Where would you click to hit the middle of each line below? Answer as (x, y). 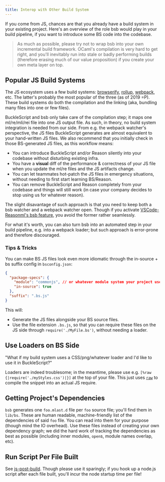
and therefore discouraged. (33, 235)
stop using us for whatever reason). (48, 195)
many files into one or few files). (38, 108)
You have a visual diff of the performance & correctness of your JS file (84, 164)
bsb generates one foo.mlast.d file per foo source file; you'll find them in (79, 410)
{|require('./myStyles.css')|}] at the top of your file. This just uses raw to (82, 377)
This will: (14, 310)
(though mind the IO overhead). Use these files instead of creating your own (82, 426)
